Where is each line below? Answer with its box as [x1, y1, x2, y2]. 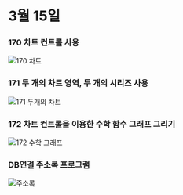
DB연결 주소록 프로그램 [8, 160, 90, 170]
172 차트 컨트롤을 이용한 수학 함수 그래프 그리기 [8, 118, 175, 129]
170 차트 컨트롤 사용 [8, 37, 80, 48]
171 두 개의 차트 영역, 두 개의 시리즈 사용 [8, 78, 149, 88]
